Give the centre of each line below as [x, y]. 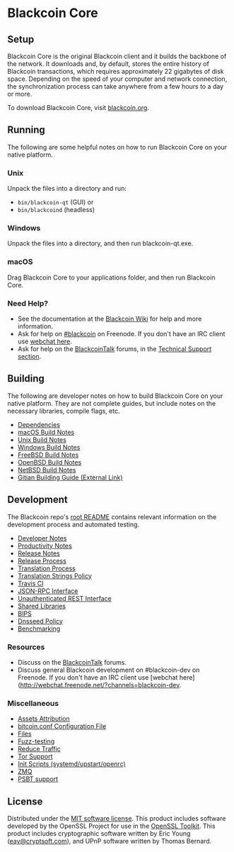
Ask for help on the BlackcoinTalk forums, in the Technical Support [115, 349]
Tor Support [35, 756]
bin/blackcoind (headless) [56, 210]
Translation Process [46, 568]
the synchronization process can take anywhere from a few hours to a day [116, 86]
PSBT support [38, 779]
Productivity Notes [45, 546]
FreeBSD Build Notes [48, 455]
